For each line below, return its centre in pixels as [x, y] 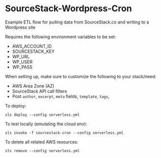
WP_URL [21, 56]
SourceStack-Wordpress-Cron [69, 9]
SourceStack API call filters [40, 91]
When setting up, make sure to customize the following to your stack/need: [81, 76]
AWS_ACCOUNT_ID [32, 46]
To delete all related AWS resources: [42, 142]
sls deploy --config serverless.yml [42, 115]
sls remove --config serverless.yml [42, 151]
